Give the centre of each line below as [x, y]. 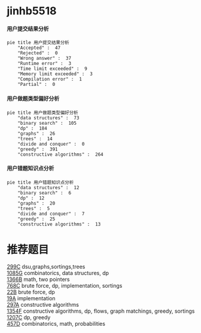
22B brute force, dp [31, 292]
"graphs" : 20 [36, 203]
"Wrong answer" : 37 [44, 58]
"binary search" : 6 [44, 193]
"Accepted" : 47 [39, 48]
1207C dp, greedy [29, 317]
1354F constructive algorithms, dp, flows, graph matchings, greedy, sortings [101, 311]
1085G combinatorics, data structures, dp [58, 273]
